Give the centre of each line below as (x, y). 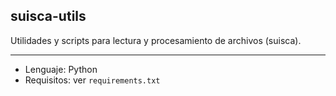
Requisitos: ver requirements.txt (92, 80)
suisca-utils (48, 16)
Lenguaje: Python (61, 69)
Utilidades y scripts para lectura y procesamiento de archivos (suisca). (156, 40)
